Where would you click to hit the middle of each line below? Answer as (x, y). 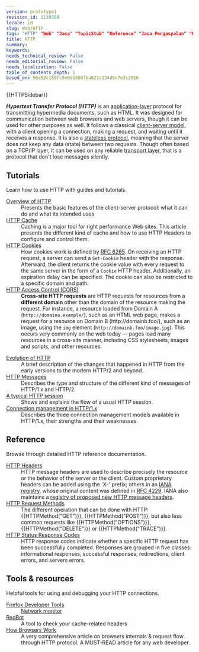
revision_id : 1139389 (33, 17)
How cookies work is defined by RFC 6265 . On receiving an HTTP (101, 251)
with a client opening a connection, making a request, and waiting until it (94, 132)
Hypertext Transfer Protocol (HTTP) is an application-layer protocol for (94, 106)
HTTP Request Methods (36, 503)
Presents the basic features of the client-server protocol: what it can (104, 207)
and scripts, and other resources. (62, 346)
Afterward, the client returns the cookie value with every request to (103, 264)
